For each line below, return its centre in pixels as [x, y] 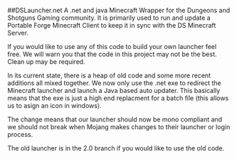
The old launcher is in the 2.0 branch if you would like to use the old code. [116, 148]
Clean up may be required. [46, 62]
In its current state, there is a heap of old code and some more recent [109, 75]
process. [20, 135]
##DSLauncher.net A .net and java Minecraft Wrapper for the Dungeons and [119, 10]
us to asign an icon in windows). [54, 105]
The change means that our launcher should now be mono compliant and [115, 119]
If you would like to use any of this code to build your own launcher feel [112, 46]
